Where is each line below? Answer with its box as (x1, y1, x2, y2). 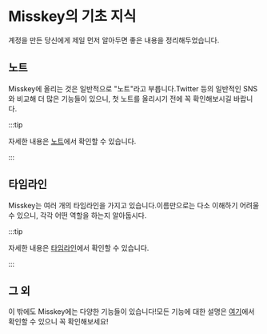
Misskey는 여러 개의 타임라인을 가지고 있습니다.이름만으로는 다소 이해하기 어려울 (8, 200, 260, 210)
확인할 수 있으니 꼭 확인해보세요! (8, 317, 110, 327)
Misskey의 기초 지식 (8, 7, 137, 26)
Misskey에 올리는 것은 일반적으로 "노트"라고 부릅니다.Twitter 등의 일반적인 (8, 83, 242, 93)
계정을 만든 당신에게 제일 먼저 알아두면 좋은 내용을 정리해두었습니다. (8, 35, 220, 45)
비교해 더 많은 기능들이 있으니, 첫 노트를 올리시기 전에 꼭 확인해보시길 (16, 94, 232, 103)
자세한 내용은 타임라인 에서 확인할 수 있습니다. (8, 243, 149, 252)
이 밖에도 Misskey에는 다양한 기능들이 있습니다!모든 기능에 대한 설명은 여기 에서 (8, 307, 255, 316)
